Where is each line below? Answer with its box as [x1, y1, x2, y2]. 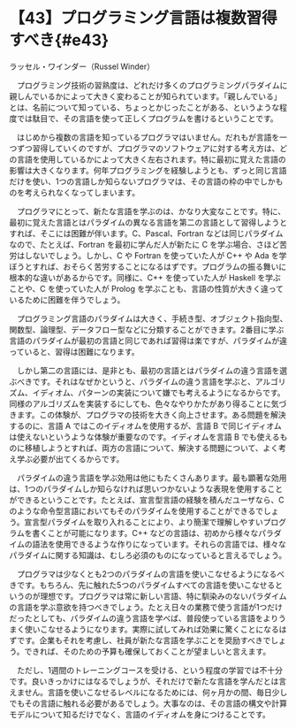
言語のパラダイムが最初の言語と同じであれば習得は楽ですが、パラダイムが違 [9, 335, 288, 346]
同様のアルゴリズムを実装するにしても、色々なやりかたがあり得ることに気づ [9, 398, 287, 409]
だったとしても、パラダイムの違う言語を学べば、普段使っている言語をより [9, 612, 279, 624]
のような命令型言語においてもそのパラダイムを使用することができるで [9, 505, 264, 516]
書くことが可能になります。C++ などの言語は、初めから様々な [32, 527, 259, 538]
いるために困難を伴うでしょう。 [9, 294, 125, 305]
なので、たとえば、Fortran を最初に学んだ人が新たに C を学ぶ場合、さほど [9, 239, 280, 249]
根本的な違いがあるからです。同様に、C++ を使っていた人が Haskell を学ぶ [9, 272, 281, 283]
